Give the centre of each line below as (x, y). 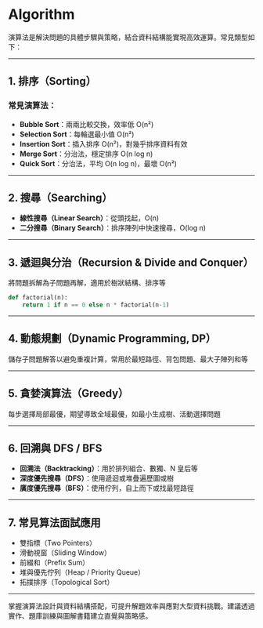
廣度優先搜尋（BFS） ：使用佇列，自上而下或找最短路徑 (106, 488)
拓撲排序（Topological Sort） (67, 583)
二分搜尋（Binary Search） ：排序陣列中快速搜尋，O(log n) (112, 228)
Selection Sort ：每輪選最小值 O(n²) (77, 134)
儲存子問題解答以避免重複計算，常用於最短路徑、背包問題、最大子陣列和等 (128, 359)
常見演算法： (32, 106)
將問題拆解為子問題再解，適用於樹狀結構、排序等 (87, 283)
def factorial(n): (38, 298)
